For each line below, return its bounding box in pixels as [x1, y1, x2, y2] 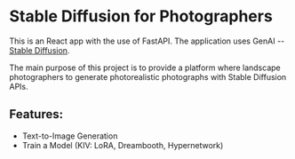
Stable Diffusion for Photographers [9, 6, 273, 27]
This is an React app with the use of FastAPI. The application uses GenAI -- [9, 36, 285, 46]
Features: [9, 107, 64, 122]
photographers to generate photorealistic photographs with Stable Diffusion [9, 71, 287, 82]
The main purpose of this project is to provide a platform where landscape [9, 62, 282, 73]
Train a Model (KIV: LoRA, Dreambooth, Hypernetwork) [21, 139, 224, 150]
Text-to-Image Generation [21, 131, 118, 141]
